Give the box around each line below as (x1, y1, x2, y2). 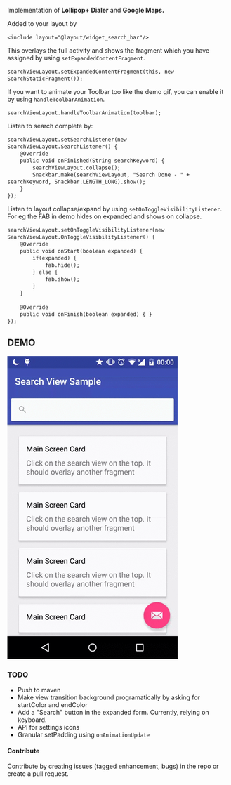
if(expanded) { (32, 255, 77, 262)
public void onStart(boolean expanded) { (20, 248, 143, 255)
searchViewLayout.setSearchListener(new (7, 136, 128, 143)
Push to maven (17, 686, 61, 694)
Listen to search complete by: (7, 122, 93, 130)
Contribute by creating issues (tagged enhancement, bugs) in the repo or (7, 762, 219, 771)
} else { (32, 269, 58, 276)
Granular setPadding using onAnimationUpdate (17, 730, 150, 739)
